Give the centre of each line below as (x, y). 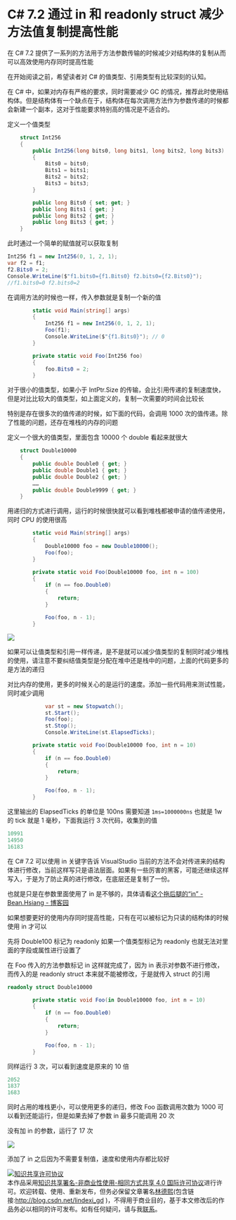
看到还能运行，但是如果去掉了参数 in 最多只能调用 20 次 (94, 1116)
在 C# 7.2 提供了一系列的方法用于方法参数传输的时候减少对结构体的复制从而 (117, 53)
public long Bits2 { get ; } (73, 216)
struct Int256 (40, 137)
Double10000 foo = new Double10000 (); (101, 547)
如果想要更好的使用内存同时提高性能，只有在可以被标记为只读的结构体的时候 (118, 917)
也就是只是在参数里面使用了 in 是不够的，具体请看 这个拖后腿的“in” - (105, 894)
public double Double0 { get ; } (80, 464)
